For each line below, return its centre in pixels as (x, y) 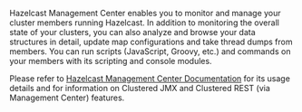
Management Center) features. (67, 98)
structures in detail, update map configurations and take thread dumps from (151, 42)
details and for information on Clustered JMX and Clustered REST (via (140, 88)
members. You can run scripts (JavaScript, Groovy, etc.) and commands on (150, 51)
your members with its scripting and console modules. (111, 61)
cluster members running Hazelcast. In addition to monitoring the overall (144, 23)
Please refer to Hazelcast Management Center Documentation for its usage (150, 79)
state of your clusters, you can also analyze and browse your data (132, 32)
